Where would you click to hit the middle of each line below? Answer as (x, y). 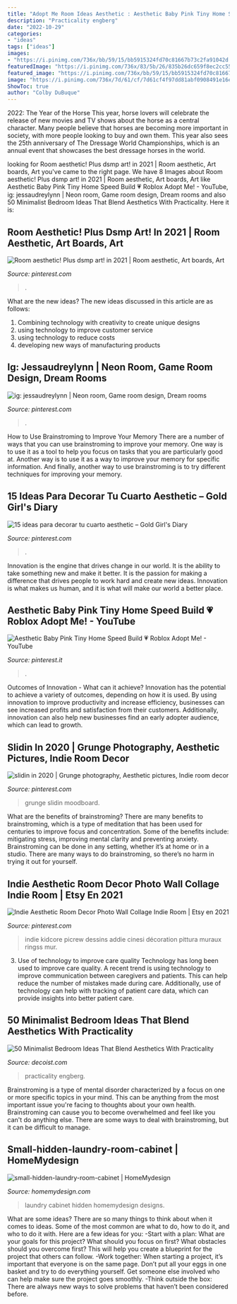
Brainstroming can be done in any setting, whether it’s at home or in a (108, 847)
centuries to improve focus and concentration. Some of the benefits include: (118, 831)
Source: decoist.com (37, 1062)
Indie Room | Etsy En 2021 (65, 895)
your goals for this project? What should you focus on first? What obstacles (117, 1241)
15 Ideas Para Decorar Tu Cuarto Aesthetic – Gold (117, 496)
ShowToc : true (28, 86)
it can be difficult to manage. (49, 1127)
